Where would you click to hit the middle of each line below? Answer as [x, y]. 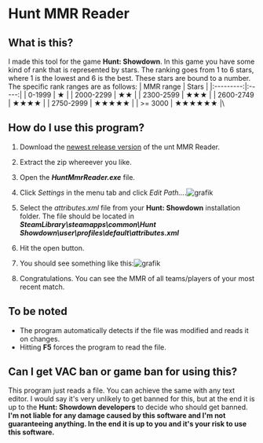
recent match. [42, 287]
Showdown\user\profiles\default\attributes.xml [99, 232]
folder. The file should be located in [77, 216]
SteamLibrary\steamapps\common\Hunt [88, 224]
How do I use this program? [77, 128]
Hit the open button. [52, 247]
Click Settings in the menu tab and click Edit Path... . [103, 192]
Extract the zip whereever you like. [75, 162]
